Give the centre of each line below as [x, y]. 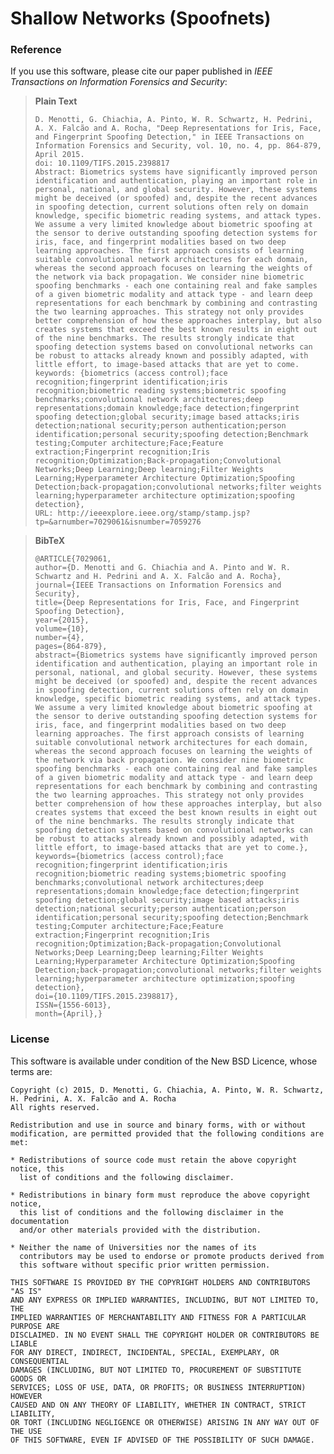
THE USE [26, 1431]
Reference [36, 50]
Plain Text [56, 101]
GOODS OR [28, 1378]
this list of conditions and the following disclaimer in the [151, 1212]
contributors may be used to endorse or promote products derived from [172, 1256]
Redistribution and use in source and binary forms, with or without [158, 1125]
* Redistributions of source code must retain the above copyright [154, 1160]
